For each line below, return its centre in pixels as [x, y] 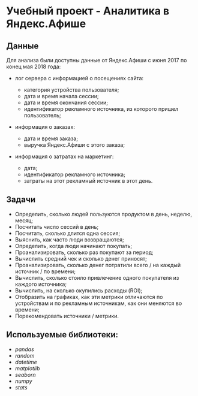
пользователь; [42, 115]
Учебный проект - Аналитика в [88, 11]
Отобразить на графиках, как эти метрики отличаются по [89, 297]
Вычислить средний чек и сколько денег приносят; [81, 258]
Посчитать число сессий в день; [57, 226]
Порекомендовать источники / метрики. [67, 316]
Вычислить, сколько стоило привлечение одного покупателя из [97, 277]
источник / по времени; [45, 271]
